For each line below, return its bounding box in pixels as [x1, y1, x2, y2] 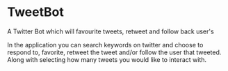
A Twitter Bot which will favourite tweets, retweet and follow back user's [7, 27, 214, 35]
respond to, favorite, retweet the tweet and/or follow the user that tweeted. [7, 48, 222, 56]
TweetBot [7, 4, 64, 20]
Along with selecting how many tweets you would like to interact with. [7, 55, 207, 63]
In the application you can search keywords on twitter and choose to [7, 40, 204, 49]
